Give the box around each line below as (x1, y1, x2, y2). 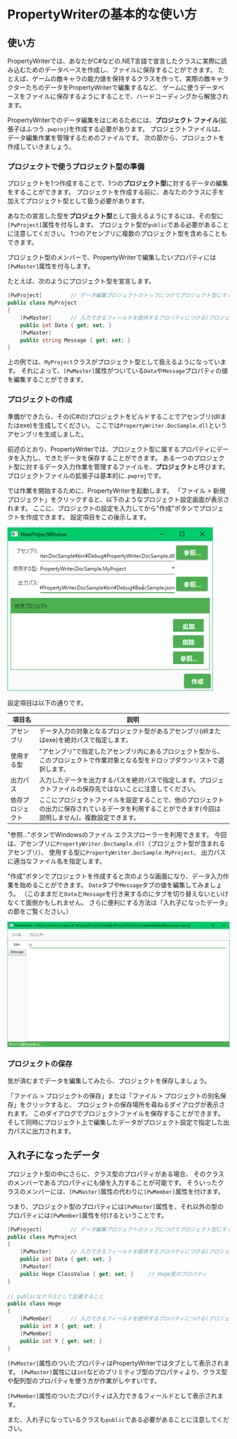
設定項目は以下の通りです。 (7, 698, 87, 706)
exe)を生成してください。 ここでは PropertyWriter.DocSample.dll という (19, 421, 227, 429)
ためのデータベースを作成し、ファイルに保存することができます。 (25, 66, 217, 74)
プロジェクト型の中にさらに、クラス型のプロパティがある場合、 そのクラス (7, 1169, 224, 1178)
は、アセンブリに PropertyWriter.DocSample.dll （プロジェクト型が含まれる (7, 839, 226, 848)
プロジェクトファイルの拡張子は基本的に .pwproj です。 (7, 471, 165, 480)
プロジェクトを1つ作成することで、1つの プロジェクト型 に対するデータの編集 (7, 179, 229, 188)
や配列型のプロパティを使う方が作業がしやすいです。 (7, 1376, 161, 1385)
